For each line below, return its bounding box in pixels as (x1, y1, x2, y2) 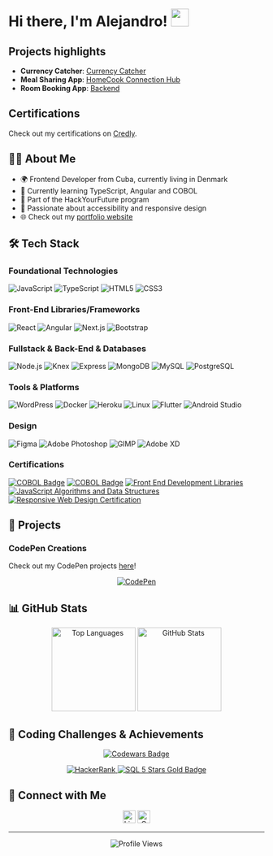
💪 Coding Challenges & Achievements (8, 728, 204, 741)
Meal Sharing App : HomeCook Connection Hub (19, 75, 181, 85)
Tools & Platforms (8, 381, 80, 393)
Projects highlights (8, 45, 106, 59)
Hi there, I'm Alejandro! (8, 12, 168, 31)
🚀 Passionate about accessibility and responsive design (19, 203, 207, 213)
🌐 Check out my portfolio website (19, 211, 133, 221)
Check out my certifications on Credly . (8, 128, 137, 138)
